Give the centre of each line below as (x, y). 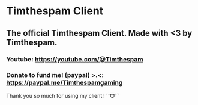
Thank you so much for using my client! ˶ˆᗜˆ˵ (63, 95)
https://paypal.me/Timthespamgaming (64, 83)
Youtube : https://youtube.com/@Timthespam (75, 59)
